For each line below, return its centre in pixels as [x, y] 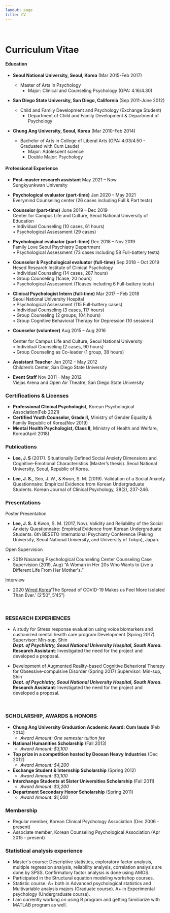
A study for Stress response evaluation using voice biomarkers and [83, 629]
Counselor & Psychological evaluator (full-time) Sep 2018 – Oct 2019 [86, 263]
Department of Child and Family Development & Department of [93, 115]
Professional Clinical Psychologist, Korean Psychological [73, 407]
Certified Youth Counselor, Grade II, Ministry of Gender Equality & [82, 417]
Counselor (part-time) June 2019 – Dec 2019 [60, 210]
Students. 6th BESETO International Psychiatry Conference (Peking [83, 534]
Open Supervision [24, 549]
